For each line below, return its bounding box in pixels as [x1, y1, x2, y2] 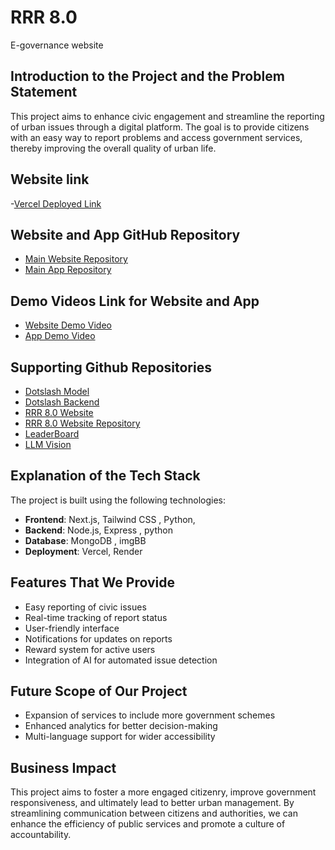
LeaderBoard [24, 428, 80, 440]
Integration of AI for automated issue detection [24, 654, 218, 666]
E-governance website [10, 39, 104, 51]
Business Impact [10, 759, 117, 776]
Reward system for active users [24, 643, 156, 655]
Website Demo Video [24, 319, 112, 331]
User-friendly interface [24, 622, 120, 634]
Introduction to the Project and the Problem [10, 68, 285, 85]
